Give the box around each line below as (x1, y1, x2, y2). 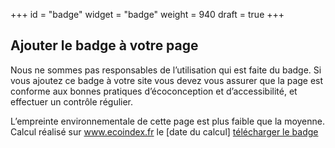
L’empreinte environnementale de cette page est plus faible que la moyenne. (10, 115, 326, 127)
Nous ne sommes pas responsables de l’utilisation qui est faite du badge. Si (10, 64, 322, 76)
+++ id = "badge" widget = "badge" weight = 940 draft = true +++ (10, 9, 285, 20)
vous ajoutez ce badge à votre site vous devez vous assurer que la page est (10, 74, 324, 86)
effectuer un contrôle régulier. (10, 95, 134, 108)
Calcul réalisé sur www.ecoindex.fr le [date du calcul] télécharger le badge (10, 125, 319, 138)
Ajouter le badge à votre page (10, 37, 199, 54)
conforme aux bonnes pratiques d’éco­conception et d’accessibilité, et (10, 85, 298, 97)
